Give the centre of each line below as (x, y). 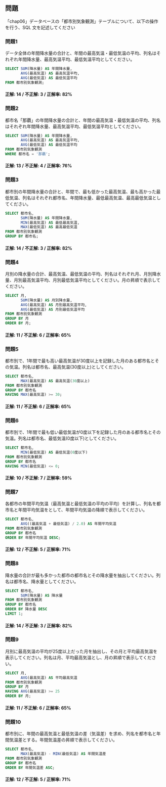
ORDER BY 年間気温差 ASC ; (30, 768)
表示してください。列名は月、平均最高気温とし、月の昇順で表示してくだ (79, 657)
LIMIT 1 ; (14, 614)
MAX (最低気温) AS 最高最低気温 (49, 227)
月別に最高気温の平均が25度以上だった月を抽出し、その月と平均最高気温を (81, 651)
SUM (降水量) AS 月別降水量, (46, 300)
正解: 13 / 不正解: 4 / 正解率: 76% (39, 166)
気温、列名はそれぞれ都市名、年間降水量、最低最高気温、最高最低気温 (81, 198)
